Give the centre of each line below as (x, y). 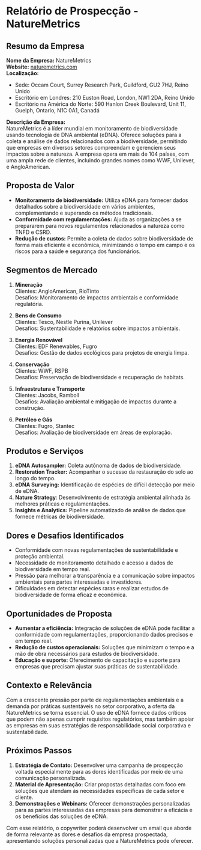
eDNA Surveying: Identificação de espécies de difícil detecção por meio (105, 485)
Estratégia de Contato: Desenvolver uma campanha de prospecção (99, 765)
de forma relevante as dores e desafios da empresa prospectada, (87, 834)
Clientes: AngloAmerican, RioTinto (57, 291)
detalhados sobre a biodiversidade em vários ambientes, (85, 206)
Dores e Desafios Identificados (65, 535)
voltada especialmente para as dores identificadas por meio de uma (99, 771)
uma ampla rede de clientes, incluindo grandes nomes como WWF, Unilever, (100, 160)
